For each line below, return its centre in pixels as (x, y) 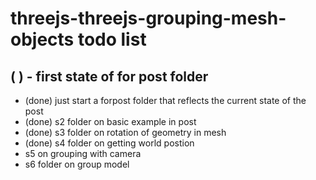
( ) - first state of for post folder (109, 76)
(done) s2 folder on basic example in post (110, 121)
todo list (112, 39)
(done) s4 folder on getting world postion (109, 143)
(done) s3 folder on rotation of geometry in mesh (125, 132)
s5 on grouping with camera (83, 153)
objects (42, 39)
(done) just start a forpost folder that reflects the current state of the (165, 100)
